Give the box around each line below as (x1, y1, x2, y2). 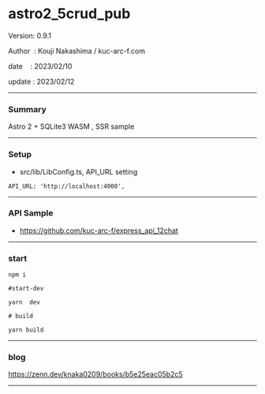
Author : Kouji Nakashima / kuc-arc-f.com (8, 46, 146, 55)
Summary (8, 103, 47, 114)
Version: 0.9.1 (8, 31, 52, 40)
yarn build (8, 326, 44, 334)
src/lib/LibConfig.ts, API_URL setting (19, 167, 138, 176)
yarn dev (8, 298, 41, 306)
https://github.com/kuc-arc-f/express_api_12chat (19, 226, 179, 235)
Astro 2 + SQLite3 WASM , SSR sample (8, 122, 135, 131)
